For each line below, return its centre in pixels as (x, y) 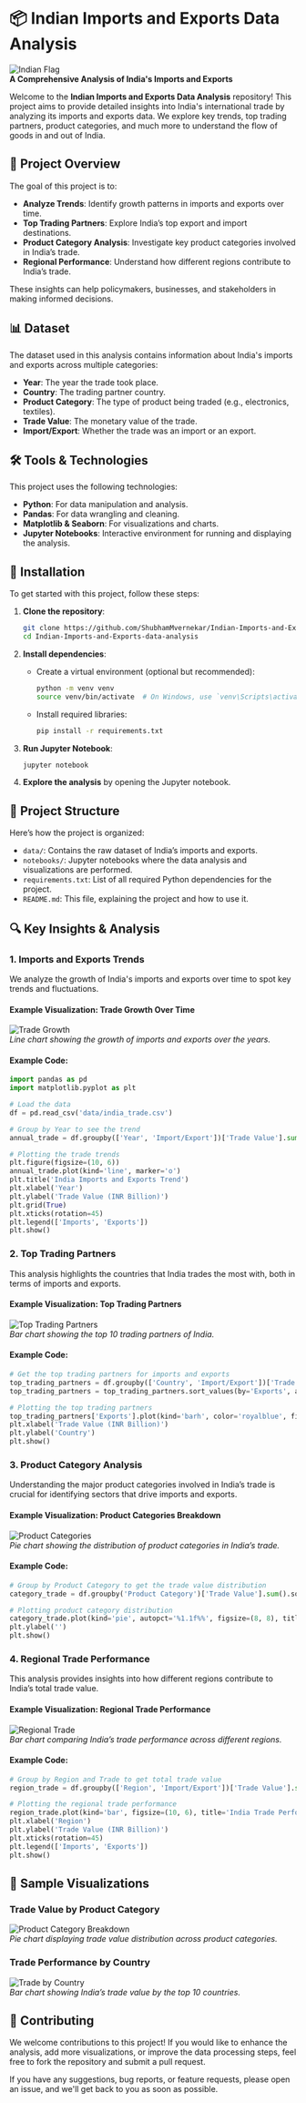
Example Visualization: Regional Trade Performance (110, 1709)
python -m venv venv (75, 688)
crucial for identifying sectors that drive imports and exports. (123, 1495)
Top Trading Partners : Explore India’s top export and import (135, 223)
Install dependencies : (64, 654)
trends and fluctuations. (54, 988)
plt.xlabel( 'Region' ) (51, 1822)
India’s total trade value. (54, 1689)
